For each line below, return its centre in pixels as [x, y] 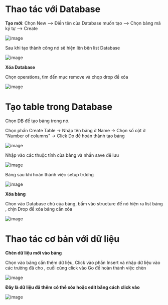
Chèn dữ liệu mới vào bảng [34, 253]
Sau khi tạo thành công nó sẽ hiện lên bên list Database [63, 48]
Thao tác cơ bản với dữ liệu [62, 239]
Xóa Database [20, 67]
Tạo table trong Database [59, 107]
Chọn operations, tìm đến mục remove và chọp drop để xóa [67, 77]
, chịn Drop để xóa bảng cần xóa [39, 209]
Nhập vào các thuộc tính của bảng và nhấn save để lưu [62, 155]
